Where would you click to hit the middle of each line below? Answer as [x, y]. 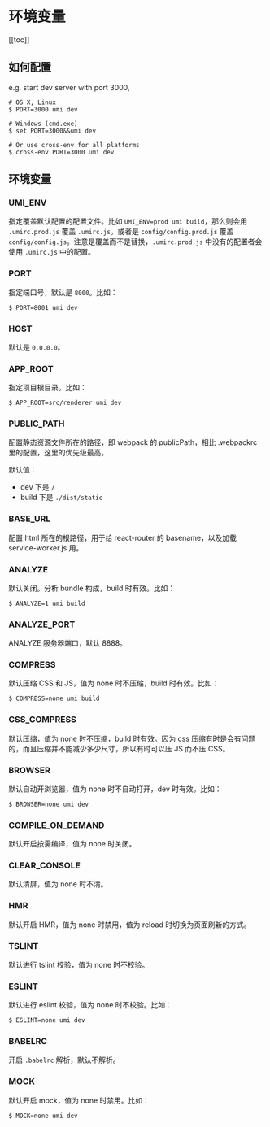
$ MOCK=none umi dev [44, 1116]
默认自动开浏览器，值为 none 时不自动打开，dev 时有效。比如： [115, 789]
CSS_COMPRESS [43, 720]
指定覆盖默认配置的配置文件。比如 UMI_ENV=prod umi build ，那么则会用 [128, 221]
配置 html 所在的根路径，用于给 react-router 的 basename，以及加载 [123, 537]
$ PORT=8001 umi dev [44, 307]
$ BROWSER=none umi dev [49, 804]
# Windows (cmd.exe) [44, 124]
